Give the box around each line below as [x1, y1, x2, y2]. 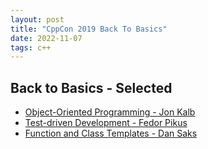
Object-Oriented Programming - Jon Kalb [24, 106, 196, 118]
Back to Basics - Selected [10, 79, 173, 96]
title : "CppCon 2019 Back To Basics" [10, 24, 168, 34]
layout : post [10, 14, 65, 25]
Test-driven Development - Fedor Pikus [24, 117, 188, 129]
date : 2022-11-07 [10, 33, 83, 43]
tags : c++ [10, 42, 52, 53]
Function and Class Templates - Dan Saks [24, 127, 198, 140]
